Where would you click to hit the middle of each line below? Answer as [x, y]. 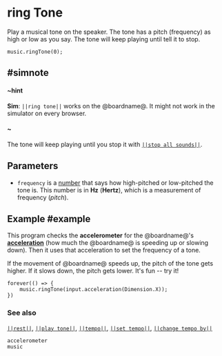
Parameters [33, 166]
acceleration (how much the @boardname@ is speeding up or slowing [108, 243]
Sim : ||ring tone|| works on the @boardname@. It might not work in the [111, 106]
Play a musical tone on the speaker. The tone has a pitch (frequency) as [109, 32]
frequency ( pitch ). [43, 197]
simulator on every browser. [47, 113]
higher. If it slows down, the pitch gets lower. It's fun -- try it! [93, 271]
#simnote [28, 73]
